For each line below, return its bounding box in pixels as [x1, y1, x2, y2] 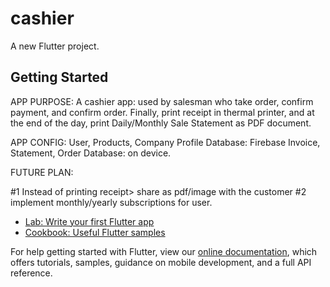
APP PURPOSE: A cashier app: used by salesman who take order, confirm [10, 95, 314, 107]
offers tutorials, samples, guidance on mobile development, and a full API [10, 256, 312, 268]
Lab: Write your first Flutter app [24, 215, 155, 227]
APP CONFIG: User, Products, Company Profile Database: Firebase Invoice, [10, 136, 321, 148]
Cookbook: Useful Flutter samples [24, 226, 166, 238]
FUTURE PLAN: [10, 166, 74, 178]
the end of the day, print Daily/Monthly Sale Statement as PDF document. [10, 117, 312, 129]
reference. [10, 267, 53, 279]
